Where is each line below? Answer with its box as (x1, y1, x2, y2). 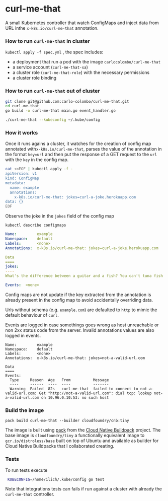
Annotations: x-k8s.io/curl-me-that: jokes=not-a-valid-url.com (5, 355, 145, 361)
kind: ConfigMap (5, 176, 39, 181)
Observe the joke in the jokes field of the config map (5, 213, 115, 219)
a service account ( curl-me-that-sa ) (12, 64, 88, 70)
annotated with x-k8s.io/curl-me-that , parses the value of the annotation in (5, 146, 162, 152)
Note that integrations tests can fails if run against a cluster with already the (5, 486, 162, 492)
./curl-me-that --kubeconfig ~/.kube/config (5, 117, 100, 122)
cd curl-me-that (5, 104, 39, 109)
